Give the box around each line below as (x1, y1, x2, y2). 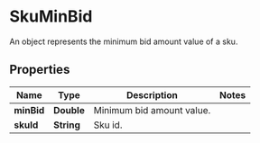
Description (125, 88, 178, 101)
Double (52, 103, 86, 116)
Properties (9, 62, 70, 77)
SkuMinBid (9, 6, 93, 27)
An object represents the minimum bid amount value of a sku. (9, 36, 238, 47)
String (52, 119, 81, 131)
